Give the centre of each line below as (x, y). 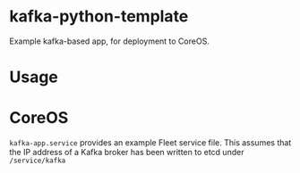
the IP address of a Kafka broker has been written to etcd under (127, 152)
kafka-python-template (99, 16)
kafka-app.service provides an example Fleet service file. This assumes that (150, 143)
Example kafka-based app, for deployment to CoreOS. (110, 41)
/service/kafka (38, 161)
